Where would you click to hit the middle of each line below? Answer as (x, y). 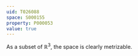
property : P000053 (30, 23)
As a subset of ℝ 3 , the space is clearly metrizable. (69, 46)
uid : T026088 (23, 12)
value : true (21, 29)
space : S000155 (26, 17)
